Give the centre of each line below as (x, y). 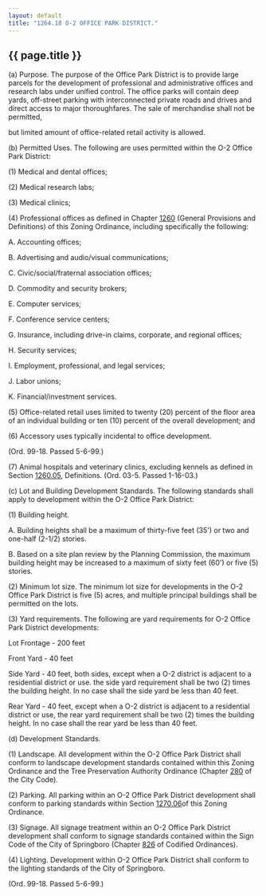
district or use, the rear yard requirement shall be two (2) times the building (131, 715)
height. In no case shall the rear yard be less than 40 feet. (103, 724)
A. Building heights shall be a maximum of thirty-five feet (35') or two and (129, 531)
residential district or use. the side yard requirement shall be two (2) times (129, 682)
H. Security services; (43, 350)
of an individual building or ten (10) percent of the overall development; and (132, 420)
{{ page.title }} (45, 55)
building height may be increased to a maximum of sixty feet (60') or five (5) (133, 562)
